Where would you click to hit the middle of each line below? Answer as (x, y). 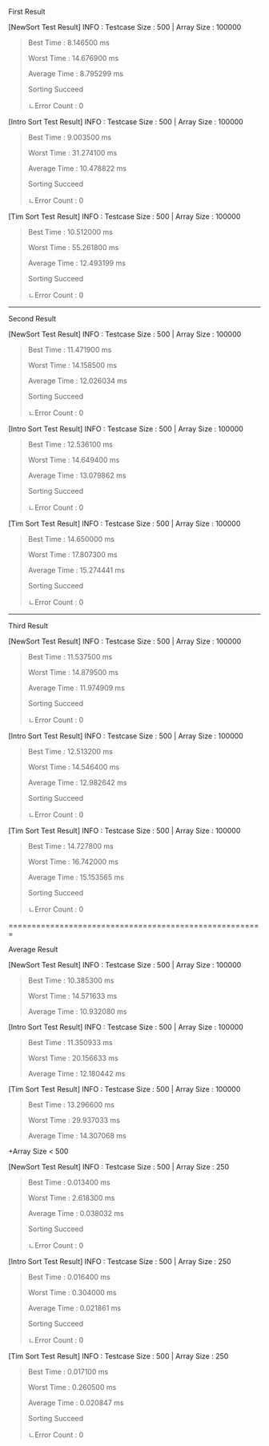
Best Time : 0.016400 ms (69, 1277)
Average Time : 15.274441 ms (76, 570)
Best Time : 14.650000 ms (71, 539)
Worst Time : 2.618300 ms (71, 1198)
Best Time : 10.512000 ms (70, 232)
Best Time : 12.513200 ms (70, 751)
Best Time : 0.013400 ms (69, 1182)
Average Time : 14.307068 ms (77, 1136)
